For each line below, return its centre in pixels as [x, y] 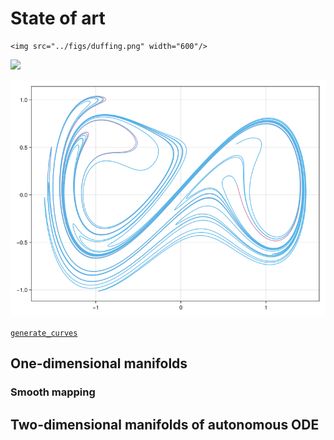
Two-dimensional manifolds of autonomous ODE [165, 424]
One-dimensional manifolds [99, 363]
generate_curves [44, 333]
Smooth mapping [53, 392]
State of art [58, 18]
